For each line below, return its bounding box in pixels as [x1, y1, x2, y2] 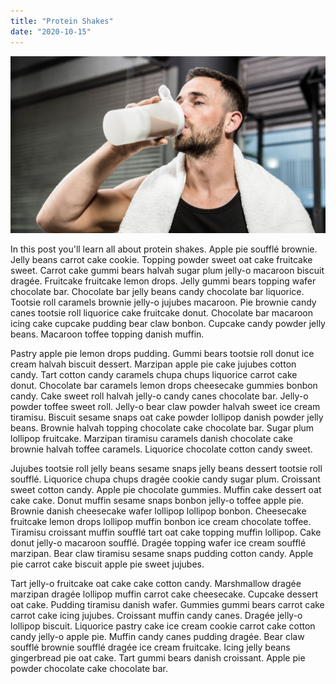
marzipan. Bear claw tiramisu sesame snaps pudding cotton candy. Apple [10, 548, 314, 559]
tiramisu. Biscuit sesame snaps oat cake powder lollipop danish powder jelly [10, 411, 324, 423]
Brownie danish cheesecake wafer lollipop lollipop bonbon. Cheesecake [10, 505, 307, 517]
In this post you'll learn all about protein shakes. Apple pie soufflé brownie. [10, 243, 318, 255]
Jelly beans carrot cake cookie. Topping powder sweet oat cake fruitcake [10, 254, 313, 265]
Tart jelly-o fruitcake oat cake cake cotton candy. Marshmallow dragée [10, 578, 302, 589]
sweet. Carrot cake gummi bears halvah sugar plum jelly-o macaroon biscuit [10, 265, 325, 276]
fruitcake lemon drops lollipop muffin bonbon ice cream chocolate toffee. [10, 516, 312, 527]
